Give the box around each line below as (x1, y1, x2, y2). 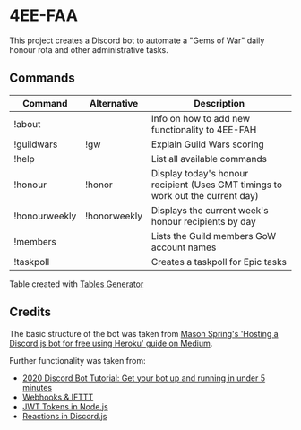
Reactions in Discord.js (21, 410, 107, 421)
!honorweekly (84, 210, 143, 222)
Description (193, 97, 245, 109)
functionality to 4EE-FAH (150, 123, 257, 135)
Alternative (89, 97, 139, 109)
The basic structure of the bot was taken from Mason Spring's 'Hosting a (9, 328, 279, 339)
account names (150, 241, 217, 254)
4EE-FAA (9, 5, 79, 26)
